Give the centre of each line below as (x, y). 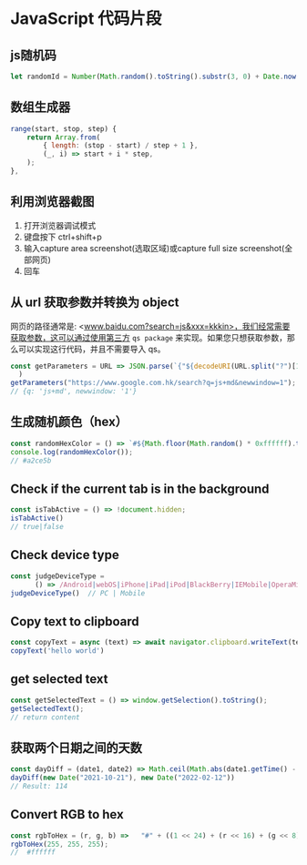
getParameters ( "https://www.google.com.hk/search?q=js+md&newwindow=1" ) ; (153, 383)
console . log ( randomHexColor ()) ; (72, 452)
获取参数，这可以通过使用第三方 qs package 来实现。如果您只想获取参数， (149, 337)
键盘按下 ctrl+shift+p (63, 237)
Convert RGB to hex (67, 814)
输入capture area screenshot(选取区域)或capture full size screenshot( (154, 248)
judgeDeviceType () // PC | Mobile (78, 593)
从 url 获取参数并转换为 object (95, 303)
